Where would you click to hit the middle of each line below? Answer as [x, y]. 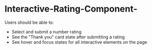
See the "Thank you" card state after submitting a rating [68, 37]
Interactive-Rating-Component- [71, 9]
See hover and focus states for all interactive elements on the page [79, 42]
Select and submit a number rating [47, 32]
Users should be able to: [29, 22]
